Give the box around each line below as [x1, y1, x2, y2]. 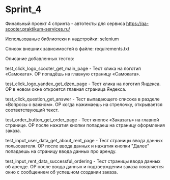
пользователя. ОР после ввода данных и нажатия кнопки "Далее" [5, 143, 149, 149]
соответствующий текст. [5, 107, 59, 113]
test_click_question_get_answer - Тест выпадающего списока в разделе [5, 96, 160, 102]
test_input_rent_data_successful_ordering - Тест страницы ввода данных [5, 158, 161, 164]
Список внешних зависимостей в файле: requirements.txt [5, 45, 130, 52]
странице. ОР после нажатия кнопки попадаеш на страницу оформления [5, 122, 165, 128]
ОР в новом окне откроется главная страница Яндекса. [5, 86, 126, 92]
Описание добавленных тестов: [5, 55, 75, 62]
